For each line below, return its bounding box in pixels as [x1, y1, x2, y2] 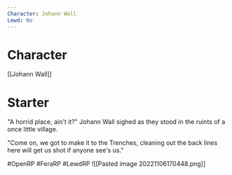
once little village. [7, 125, 58, 134]
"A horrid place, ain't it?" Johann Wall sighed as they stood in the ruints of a [7, 118, 226, 126]
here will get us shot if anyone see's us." [7, 146, 124, 155]
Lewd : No [7, 17, 33, 24]
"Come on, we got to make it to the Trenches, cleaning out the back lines [7, 139, 218, 147]
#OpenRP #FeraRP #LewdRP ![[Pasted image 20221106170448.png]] [7, 160, 206, 168]
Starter [7, 94, 49, 111]
